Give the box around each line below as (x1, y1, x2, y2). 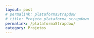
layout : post (5, 7, 33, 12)
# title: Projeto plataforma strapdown (5, 16, 89, 21)
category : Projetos (5, 26, 46, 31)
